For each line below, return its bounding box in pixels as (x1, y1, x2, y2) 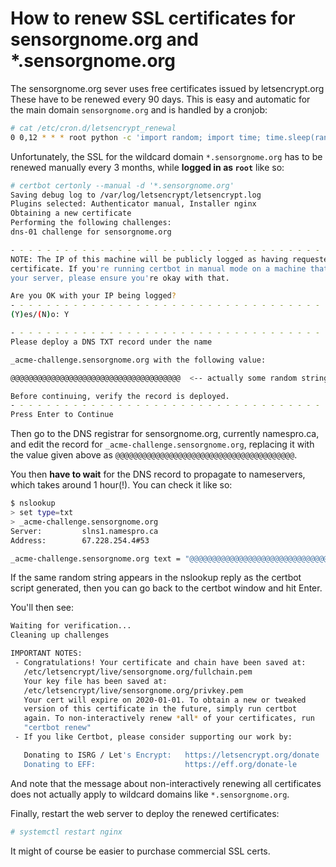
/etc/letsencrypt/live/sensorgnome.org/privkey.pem (23, 685, 244, 696)
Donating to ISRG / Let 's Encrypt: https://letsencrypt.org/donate (23, 750, 320, 760)
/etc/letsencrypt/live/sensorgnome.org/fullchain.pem (23, 667, 253, 677)
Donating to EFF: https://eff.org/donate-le (23, 759, 298, 769)
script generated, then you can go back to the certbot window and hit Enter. (10, 582, 323, 594)
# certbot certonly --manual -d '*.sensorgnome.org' (10, 180, 235, 191)
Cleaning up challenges (10, 630, 110, 641)
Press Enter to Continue (10, 410, 114, 420)
